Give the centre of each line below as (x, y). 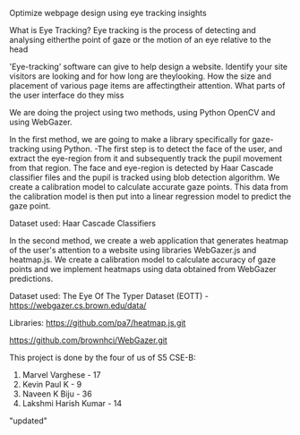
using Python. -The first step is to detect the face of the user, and (162, 149)
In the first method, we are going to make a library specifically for (130, 139)
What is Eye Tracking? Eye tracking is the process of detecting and (133, 30)
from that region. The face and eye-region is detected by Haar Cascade (141, 168)
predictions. (31, 278)
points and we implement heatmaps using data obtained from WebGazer (143, 269)
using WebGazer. (41, 122)
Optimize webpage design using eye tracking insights (108, 13)
